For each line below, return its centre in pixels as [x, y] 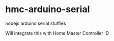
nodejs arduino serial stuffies [36, 23]
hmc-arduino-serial [48, 9]
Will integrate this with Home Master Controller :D [57, 33]
